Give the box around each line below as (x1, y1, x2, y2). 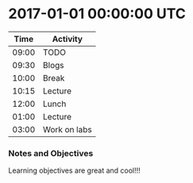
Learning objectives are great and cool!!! (8, 166, 141, 175)
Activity (52, 33, 83, 44)
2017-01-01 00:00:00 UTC (8, 5, 187, 23)
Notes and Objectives (8, 147, 94, 158)
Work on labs (42, 124, 93, 135)
